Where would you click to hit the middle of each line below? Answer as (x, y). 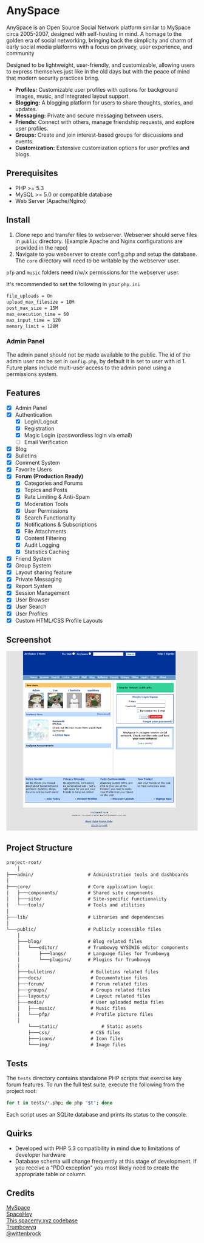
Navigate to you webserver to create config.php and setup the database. (106, 254)
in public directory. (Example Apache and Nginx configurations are (99, 241)
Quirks (19, 1134)
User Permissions (46, 510)
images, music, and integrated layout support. (73, 96)
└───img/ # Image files (77, 1045)
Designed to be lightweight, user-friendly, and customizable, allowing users (101, 65)
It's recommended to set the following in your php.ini (73, 284)
